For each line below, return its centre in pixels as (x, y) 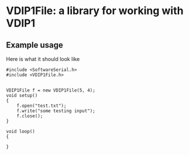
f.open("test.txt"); (42, 106)
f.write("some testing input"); (56, 111)
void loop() (20, 132)
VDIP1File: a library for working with (95, 11)
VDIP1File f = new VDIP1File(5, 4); (51, 90)
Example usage (35, 45)
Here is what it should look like (43, 59)
